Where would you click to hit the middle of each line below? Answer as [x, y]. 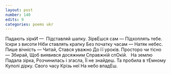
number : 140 [18, 15]
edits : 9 [15, 19]
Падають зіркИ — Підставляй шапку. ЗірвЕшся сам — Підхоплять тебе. [84, 39]
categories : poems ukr [29, 24]
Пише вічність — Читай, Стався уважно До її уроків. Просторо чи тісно [83, 50]
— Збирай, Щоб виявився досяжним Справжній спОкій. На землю [79, 55]
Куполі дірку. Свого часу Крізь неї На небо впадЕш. [62, 66]
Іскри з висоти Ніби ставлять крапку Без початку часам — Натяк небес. [84, 44]
